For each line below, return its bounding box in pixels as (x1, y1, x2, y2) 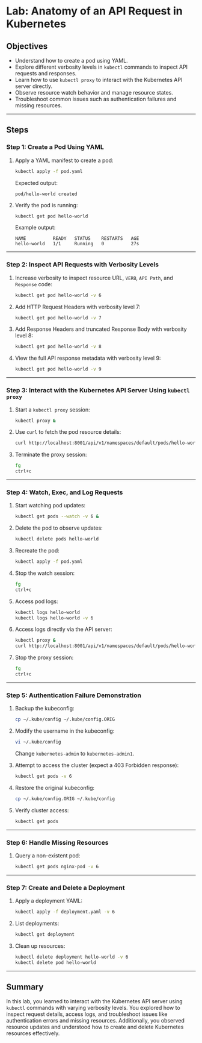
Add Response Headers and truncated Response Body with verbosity (14, 325, 188, 333)
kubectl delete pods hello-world (14, 536, 99, 542)
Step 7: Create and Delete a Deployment (6, 883, 125, 892)
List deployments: (14, 919, 60, 927)
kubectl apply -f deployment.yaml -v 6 (14, 909, 115, 915)
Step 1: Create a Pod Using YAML (6, 143, 104, 151)
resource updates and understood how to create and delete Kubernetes (6, 1023, 184, 1031)
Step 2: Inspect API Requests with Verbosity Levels (6, 260, 159, 269)
